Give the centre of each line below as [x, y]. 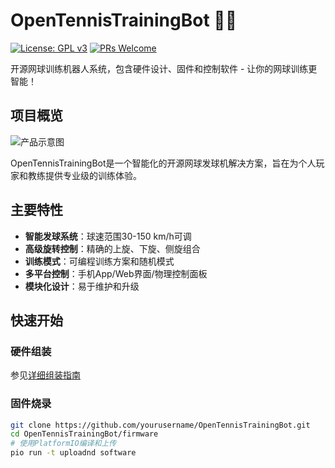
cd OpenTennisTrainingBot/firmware [84, 434]
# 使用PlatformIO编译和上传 [63, 444]
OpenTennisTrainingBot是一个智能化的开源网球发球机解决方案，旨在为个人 [163, 163]
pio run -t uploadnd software [73, 453]
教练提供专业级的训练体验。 [84, 175]
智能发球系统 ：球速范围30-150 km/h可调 [108, 236]
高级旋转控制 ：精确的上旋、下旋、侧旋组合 [112, 248]
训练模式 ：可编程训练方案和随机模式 [99, 261]
